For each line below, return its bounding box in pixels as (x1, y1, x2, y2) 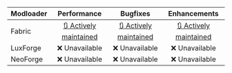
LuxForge (10, 43, 41, 52)
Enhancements (168, 9, 219, 18)
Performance (57, 9, 102, 18)
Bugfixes (120, 9, 151, 18)
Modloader (10, 9, 48, 18)
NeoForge (10, 54, 43, 64)
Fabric (10, 26, 32, 36)
